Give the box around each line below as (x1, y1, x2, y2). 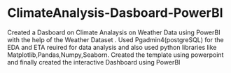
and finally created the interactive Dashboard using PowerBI (7, 58, 181, 66)
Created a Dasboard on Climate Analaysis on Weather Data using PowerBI (7, 28, 220, 36)
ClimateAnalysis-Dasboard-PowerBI (7, 5, 223, 21)
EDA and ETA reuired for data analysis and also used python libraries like (7, 43, 217, 51)
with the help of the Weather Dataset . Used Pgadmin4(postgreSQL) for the (7, 35, 224, 44)
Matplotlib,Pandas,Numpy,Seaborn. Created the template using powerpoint (7, 51, 224, 59)
